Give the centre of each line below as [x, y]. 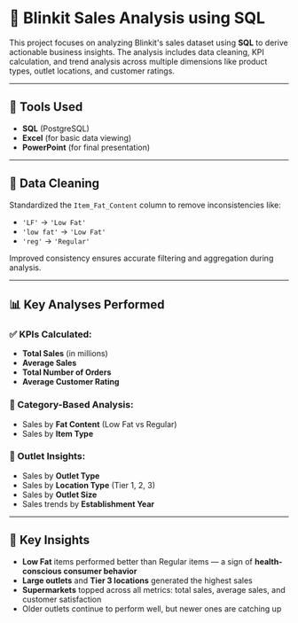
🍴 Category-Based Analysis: [71, 405]
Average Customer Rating [71, 382]
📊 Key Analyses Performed [87, 304]
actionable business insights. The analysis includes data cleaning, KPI [137, 51]
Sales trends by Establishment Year [88, 503]
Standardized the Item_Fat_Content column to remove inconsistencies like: [145, 205]
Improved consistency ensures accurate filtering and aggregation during [141, 258]
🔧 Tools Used [46, 107]
